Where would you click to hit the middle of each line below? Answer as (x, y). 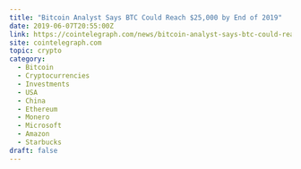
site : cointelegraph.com (56, 42)
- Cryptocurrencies (54, 76)
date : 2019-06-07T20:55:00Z (62, 26)
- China (32, 101)
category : (28, 59)
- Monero (34, 117)
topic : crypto (36, 51)
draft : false (34, 150)
